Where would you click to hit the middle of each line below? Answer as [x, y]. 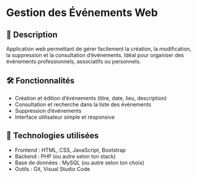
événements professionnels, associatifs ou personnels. [74, 61]
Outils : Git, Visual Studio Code [52, 169]
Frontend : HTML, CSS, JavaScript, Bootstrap [70, 150]
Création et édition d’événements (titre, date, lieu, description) [91, 98]
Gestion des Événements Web [82, 13]
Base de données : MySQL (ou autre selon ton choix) [79, 163]
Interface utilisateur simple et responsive [65, 117]
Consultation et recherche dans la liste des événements [83, 104]
